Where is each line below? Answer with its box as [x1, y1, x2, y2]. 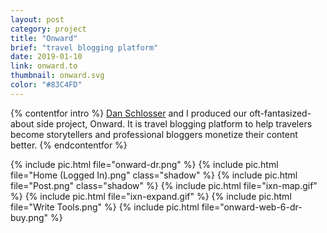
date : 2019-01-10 [10, 52, 83, 62]
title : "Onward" [10, 33, 78, 43]
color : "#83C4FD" [10, 80, 83, 90]
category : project [10, 24, 87, 34]
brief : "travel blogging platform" [10, 42, 159, 53]
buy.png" [10, 211, 49, 223]
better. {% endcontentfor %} [10, 139, 128, 151]
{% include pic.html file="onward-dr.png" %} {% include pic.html [10, 158, 279, 170]
